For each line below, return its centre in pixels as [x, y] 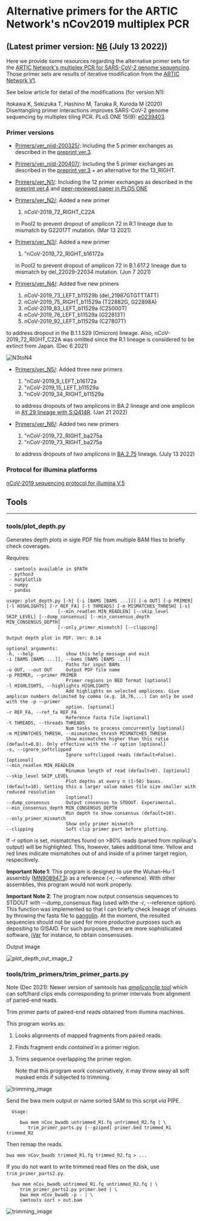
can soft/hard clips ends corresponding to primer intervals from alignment [98, 994]
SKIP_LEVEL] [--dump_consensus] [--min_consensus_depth [78, 617]
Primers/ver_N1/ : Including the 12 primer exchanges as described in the [104, 182]
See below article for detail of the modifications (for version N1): [86, 92]
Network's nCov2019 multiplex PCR [98, 24]
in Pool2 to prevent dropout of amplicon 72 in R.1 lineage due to [94, 224]
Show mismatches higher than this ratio [117, 739]
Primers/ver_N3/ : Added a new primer [62, 242]
